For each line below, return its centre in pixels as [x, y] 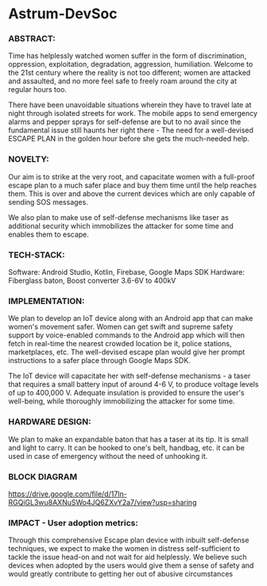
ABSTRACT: [32, 39]
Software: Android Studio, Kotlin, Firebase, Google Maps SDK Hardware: [126, 272]
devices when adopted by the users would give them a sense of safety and [131, 565]
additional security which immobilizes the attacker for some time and [121, 226]
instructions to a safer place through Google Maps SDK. [99, 360]
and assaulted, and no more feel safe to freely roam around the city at [122, 81]
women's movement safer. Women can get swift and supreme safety [121, 327]
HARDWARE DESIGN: [50, 422]
